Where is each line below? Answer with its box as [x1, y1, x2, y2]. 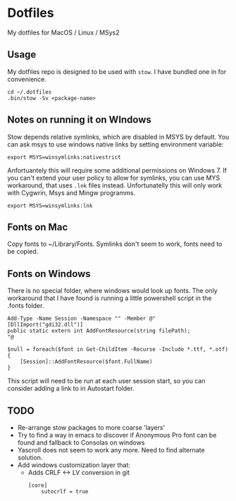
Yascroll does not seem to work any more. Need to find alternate [17, 446, 206, 454]
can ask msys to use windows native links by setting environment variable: [7, 140, 224, 149]
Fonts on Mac [7, 221, 68, 233]
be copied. [7, 247, 39, 256]
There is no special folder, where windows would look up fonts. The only [7, 287, 218, 295]
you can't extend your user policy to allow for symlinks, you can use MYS [7, 173, 221, 182]
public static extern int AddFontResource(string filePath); [7, 328, 191, 335]
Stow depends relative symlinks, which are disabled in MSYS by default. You [7, 132, 230, 141]
